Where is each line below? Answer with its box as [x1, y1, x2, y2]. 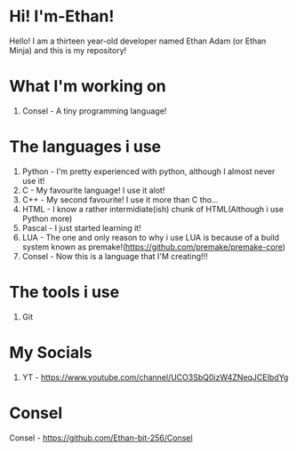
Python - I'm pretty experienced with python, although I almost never [21, 166, 276, 177]
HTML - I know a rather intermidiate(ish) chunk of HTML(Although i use [21, 203, 285, 214]
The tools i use [9, 282, 120, 302]
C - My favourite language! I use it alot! [21, 185, 165, 195]
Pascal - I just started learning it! [21, 222, 141, 233]
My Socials [9, 342, 92, 362]
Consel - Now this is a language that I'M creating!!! [21, 250, 208, 261]
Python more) [21, 213, 73, 224]
